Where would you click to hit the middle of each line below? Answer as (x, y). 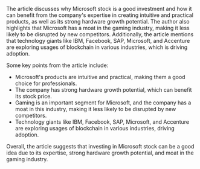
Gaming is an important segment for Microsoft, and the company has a (103, 103)
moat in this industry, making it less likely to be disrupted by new (95, 109)
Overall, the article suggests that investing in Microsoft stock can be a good (100, 146)
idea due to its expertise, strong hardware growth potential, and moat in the (100, 153)
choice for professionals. (46, 83)
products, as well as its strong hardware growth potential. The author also (98, 21)
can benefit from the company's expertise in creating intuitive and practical (100, 15)
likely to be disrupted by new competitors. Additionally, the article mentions (100, 34)
